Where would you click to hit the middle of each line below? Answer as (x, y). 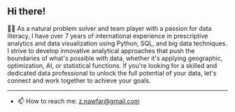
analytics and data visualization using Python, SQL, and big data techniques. (117, 43)
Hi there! (27, 12)
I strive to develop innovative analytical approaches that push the (101, 50)
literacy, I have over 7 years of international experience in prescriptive (108, 36)
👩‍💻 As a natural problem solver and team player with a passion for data (109, 28)
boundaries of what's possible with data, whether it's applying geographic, (115, 58)
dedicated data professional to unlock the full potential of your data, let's (112, 73)
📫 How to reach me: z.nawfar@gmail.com (78, 101)
